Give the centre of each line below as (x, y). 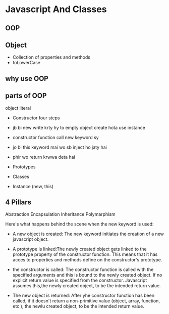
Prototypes (24, 167)
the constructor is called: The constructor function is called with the (83, 270)
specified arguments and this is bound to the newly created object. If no (87, 275)
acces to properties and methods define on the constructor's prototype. (87, 260)
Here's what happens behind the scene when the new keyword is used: (79, 224)
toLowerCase (26, 63)
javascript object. (31, 239)
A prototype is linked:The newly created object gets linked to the (80, 249)
